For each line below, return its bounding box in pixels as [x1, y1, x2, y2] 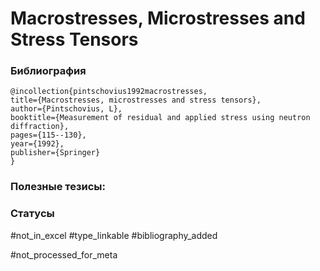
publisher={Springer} [10, 148, 101, 158]
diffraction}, [10, 122, 70, 132]
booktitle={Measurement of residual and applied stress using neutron [10, 113, 311, 123]
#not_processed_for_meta [10, 248, 118, 261]
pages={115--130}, [10, 130, 87, 141]
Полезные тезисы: [10, 180, 107, 194]
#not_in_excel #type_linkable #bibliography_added [10, 229, 218, 241]
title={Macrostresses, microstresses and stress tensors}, [10, 95, 262, 106]
